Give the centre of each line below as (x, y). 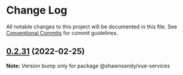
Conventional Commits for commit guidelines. (62, 32)
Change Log (37, 10)
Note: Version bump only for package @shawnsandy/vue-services (88, 66)
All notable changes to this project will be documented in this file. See (92, 27)
